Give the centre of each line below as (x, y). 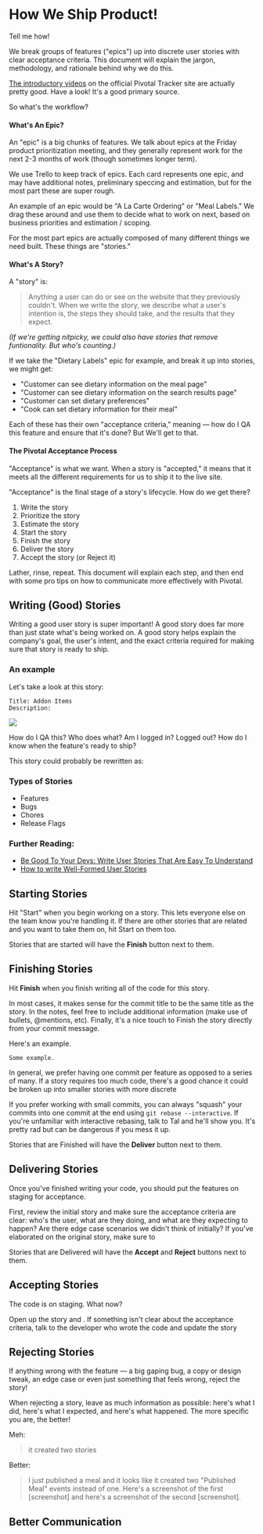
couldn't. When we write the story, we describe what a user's (127, 305)
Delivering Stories (54, 1169)
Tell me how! (29, 36)
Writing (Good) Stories (65, 605)
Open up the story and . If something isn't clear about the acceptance (121, 1319)
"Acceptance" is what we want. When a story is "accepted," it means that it (130, 468)
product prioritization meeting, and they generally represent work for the (126, 151)
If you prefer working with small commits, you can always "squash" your (126, 1104)
